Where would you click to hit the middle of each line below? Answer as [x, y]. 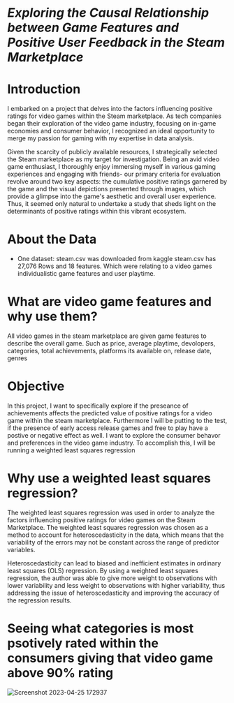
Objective [36, 386]
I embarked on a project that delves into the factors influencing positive [110, 109]
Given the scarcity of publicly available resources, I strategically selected [112, 152]
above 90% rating [60, 673]
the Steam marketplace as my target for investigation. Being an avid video [114, 159]
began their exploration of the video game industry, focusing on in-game [112, 124]
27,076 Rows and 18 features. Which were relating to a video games [115, 266]
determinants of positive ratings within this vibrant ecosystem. [97, 212]
